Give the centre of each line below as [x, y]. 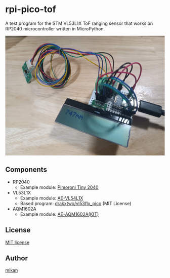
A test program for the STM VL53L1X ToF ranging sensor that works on [79, 23]
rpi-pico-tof [31, 9]
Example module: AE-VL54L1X [52, 198]
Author [16, 258]
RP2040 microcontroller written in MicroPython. [55, 28]
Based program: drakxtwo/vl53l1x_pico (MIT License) [76, 203]
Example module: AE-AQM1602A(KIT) [59, 214]
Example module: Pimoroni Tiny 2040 [59, 187]
